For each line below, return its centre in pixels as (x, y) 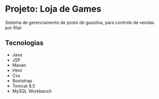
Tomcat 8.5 (24, 86)
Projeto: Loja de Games (53, 9)
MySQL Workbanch (32, 91)
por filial (13, 27)
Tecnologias (24, 43)
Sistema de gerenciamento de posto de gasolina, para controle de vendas (80, 22)
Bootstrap (22, 80)
